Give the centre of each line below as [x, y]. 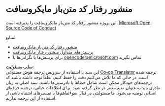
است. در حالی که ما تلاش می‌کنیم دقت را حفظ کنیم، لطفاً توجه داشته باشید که [77, 77]
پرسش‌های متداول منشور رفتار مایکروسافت [53, 52]
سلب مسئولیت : [20, 67]
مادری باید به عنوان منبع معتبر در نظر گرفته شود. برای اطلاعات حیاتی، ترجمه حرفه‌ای [83, 87]
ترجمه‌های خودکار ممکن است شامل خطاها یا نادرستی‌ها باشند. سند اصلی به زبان [79, 82]
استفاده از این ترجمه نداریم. [31, 98]
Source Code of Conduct [31, 27]
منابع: [11, 37]
